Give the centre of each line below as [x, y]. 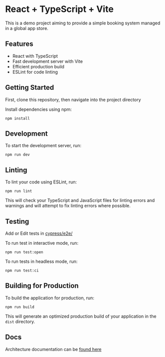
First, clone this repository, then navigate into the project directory [73, 99]
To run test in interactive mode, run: [42, 243]
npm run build [20, 307]
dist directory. [20, 321]
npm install [17, 118]
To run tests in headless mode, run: [41, 261]
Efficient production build [38, 66]
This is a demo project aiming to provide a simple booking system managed [83, 23]
